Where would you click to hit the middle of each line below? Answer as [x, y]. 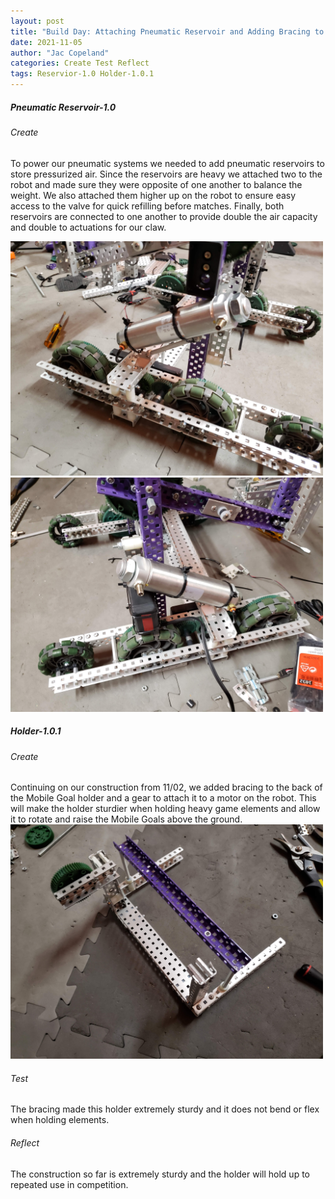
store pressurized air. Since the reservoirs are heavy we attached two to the [166, 174]
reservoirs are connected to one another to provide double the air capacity [164, 216]
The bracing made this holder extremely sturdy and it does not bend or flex [165, 1109]
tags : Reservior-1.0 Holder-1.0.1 [82, 74]
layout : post [37, 21]
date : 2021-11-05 [46, 42]
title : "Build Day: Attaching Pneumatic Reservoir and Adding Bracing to [167, 31]
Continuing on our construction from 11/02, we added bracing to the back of [166, 787]
